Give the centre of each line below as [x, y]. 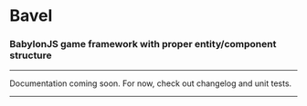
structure [31, 55]
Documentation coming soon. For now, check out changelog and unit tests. [151, 83]
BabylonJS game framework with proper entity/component [143, 44]
